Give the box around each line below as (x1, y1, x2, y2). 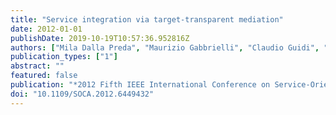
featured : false (10, 71, 78, 81)
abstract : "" (10, 61, 65, 71)
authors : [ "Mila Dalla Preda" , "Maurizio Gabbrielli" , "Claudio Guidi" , (10, 42, 320, 53)
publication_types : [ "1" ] (10, 52, 118, 62)
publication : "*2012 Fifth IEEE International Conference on (10, 80, 271, 90)
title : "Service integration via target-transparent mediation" (10, 14, 284, 25)
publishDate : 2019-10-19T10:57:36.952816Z (10, 33, 190, 43)
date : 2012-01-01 (10, 24, 83, 34)
